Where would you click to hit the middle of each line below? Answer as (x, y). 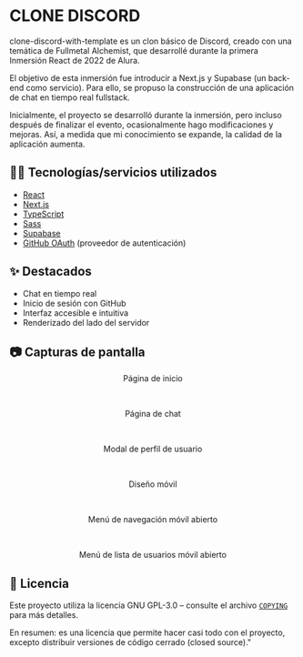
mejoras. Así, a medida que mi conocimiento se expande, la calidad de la (146, 134)
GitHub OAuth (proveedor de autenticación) (104, 243)
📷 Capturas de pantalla (77, 352)
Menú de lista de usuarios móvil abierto (153, 555)
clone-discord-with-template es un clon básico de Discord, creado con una (151, 41)
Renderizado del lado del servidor (86, 322)
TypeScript (43, 214)
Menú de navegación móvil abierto (153, 520)
